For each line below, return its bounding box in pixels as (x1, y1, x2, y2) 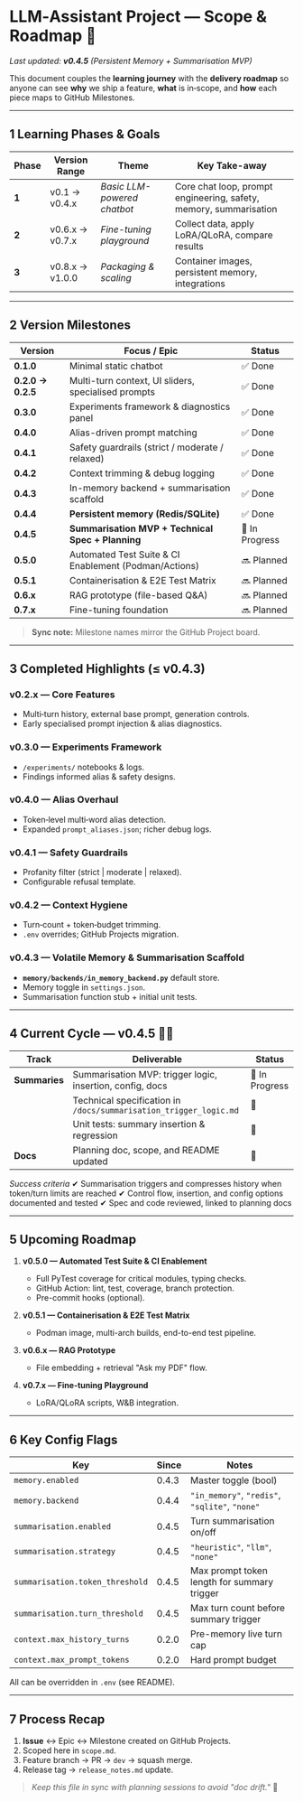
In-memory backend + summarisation (69, 481, 231, 494)
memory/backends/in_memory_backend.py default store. (22, 972, 220, 983)
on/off (190, 1526, 216, 1539)
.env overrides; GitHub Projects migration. (22, 928, 179, 940)
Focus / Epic (124, 344, 179, 357)
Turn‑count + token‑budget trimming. (22, 919, 161, 930)
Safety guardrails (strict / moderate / (69, 441, 224, 453)
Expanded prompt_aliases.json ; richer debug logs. (22, 824, 212, 835)
